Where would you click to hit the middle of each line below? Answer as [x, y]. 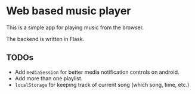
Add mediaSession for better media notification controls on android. [97, 72]
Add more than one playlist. [49, 78]
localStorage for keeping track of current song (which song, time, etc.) [102, 84]
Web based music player [69, 11]
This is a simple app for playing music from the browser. [75, 27]
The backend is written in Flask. [45, 39]
